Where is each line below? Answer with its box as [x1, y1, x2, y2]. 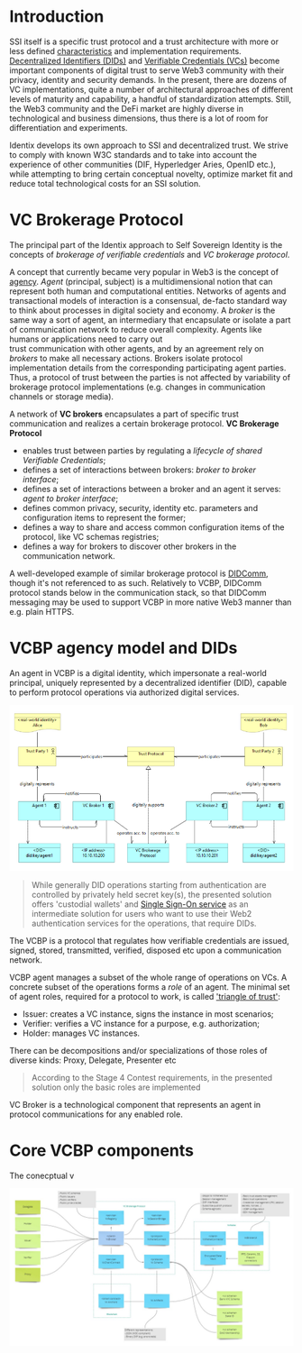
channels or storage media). [9, 390, 114, 402]
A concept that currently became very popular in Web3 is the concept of [9, 266, 279, 277]
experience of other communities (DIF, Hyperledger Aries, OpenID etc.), [9, 159, 277, 169]
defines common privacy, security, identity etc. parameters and [22, 502, 259, 513]
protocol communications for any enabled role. [9, 1109, 183, 1120]
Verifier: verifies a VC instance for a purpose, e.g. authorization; [22, 1018, 260, 1028]
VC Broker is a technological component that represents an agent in [9, 1099, 261, 1110]
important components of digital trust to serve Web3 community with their [9, 65, 285, 76]
